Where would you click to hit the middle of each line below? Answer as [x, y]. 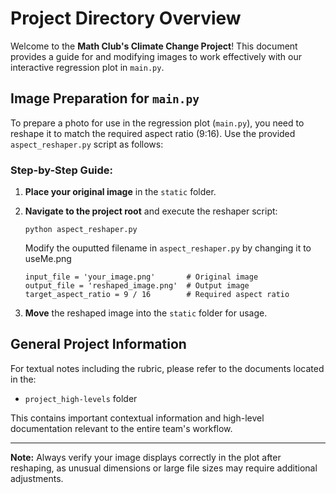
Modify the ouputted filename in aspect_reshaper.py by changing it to [168, 248]
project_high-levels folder [81, 398]
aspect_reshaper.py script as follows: [87, 144]
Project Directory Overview [126, 18]
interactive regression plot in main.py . [87, 67]
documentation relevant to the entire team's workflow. [121, 428]
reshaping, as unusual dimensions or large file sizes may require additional [164, 468]
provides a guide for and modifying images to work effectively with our [156, 56]
